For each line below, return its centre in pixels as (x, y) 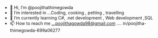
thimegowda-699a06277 (35, 30)
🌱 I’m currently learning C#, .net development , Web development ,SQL (81, 18)
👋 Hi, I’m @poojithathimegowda (41, 8)
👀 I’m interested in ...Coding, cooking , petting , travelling (67, 13)
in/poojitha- (134, 23)
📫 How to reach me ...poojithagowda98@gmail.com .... (66, 23)
